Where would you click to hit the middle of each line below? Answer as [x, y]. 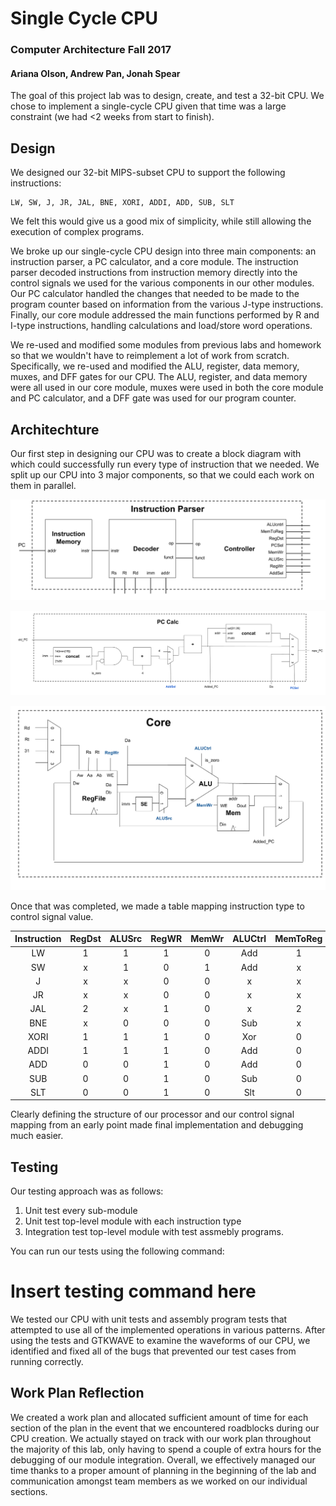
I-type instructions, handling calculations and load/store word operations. [161, 326]
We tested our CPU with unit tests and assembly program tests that [149, 1319]
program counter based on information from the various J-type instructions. [167, 304]
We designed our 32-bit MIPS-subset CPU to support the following [148, 173]
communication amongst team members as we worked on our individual [159, 1481]
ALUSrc [126, 939]
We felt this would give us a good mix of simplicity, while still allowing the [161, 221]
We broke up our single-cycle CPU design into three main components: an [163, 251]
